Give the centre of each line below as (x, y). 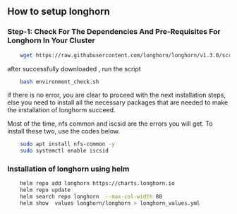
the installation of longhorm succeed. (61, 110)
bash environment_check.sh (60, 82)
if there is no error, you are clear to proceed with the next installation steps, (116, 95)
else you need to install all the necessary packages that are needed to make (118, 102)
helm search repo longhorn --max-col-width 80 (91, 197)
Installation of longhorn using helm (68, 169)
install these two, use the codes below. (64, 131)
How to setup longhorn (59, 12)
